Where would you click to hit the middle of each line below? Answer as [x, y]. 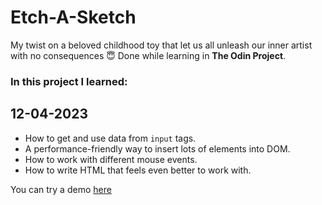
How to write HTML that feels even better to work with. [138, 170]
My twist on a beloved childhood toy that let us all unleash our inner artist [161, 45]
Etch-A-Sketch [73, 17]
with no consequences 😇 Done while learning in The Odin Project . [148, 55]
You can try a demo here [61, 189]
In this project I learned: [69, 81]
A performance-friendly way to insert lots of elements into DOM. [157, 148]
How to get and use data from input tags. [110, 138]
